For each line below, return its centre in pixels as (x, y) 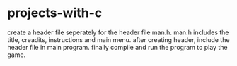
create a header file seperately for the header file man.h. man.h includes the (118, 32)
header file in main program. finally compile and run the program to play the (117, 47)
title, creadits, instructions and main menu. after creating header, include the (118, 39)
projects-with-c (55, 13)
